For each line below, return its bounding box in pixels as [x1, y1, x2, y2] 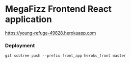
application [5, 14, 52, 25]
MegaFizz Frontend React [5, 3, 112, 15]
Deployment [5, 42, 35, 49]
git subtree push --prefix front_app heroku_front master [5, 53, 126, 58]
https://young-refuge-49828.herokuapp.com [5, 30, 96, 36]
